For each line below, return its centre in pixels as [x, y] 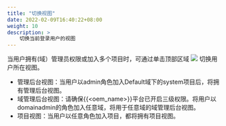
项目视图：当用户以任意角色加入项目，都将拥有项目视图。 [98, 116]
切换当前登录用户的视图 [48, 39]
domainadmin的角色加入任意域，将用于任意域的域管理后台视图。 [108, 108]
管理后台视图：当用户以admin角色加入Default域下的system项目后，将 [115, 82]
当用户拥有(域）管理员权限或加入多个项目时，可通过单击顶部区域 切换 [109, 59]
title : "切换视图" [32, 13]
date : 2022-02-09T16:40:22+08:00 [55, 20]
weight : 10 [23, 26]
